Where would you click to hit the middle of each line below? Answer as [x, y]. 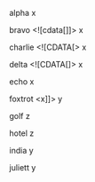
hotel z [22, 133]
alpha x [23, 13]
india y [21, 150]
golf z [20, 116]
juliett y [23, 167]
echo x [22, 82]
